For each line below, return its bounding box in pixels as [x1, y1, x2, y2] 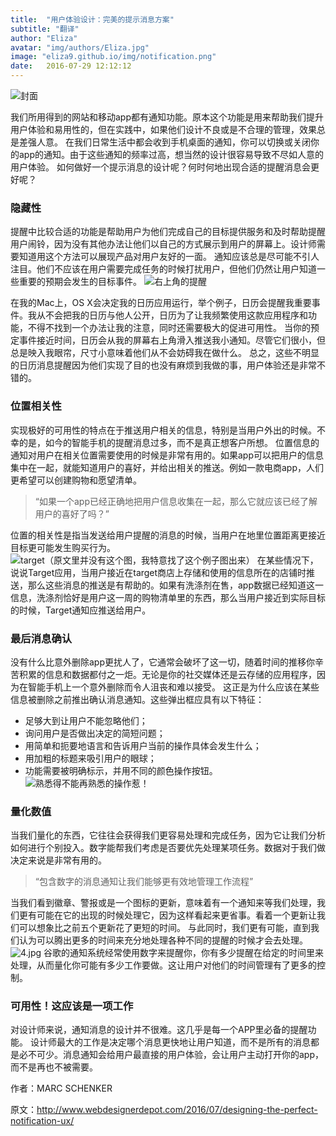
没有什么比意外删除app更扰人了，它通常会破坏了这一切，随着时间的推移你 [10, 656, 316, 668]
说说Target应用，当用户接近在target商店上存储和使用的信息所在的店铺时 [10, 566, 307, 578]
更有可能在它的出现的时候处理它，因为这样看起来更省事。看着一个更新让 [18, 909, 317, 921]
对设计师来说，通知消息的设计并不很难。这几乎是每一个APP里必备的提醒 [10, 1024, 308, 1036]
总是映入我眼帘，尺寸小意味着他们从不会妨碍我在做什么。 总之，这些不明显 [10, 347, 320, 359]
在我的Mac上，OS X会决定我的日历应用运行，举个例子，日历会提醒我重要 [10, 297, 312, 309]
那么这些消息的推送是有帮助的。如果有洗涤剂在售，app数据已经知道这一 [27, 579, 325, 591]
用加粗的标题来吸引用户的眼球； [24, 752, 157, 764]
